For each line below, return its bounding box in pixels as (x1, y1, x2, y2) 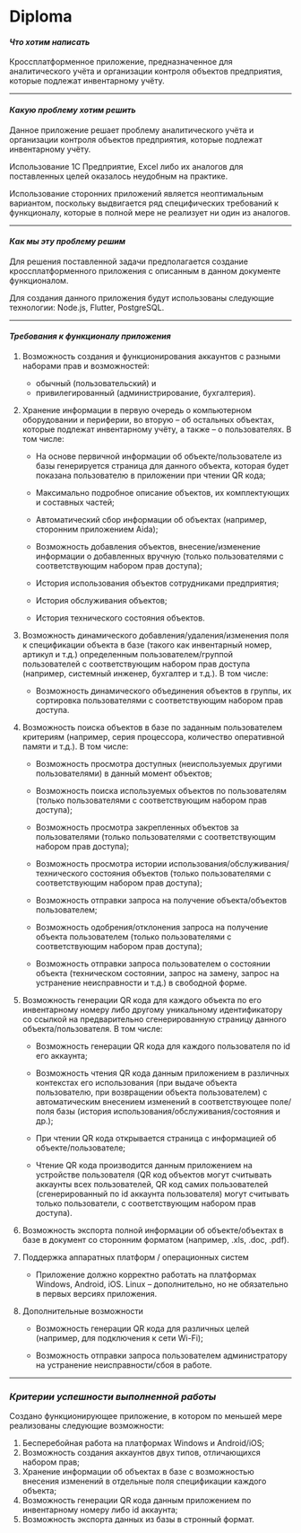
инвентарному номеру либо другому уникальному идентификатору (21, 1004, 283, 1015)
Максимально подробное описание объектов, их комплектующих (35, 488, 289, 498)
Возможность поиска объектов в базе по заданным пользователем (21, 722, 283, 733)
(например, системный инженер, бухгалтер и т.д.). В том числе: (21, 668, 269, 679)
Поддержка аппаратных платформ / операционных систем (21, 1252, 249, 1263)
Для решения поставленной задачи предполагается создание (9, 256, 249, 267)
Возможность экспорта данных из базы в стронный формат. (21, 1514, 255, 1525)
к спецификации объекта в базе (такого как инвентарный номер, (21, 639, 272, 650)
